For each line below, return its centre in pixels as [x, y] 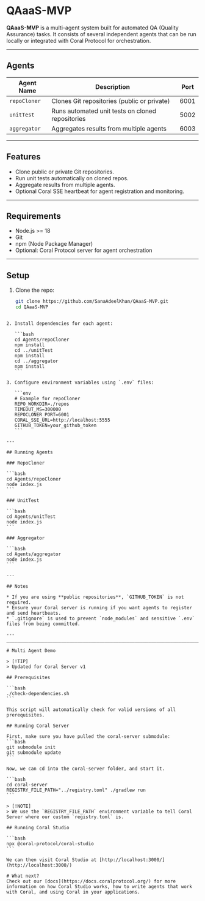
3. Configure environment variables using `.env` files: [80, 382]
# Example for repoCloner [47, 398]
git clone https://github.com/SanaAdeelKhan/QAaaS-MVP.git [92, 302]
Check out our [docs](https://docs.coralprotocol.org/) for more [91, 881]
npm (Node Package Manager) [54, 244]
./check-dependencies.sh [38, 693]
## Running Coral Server [38, 726]
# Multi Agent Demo [31, 650]
